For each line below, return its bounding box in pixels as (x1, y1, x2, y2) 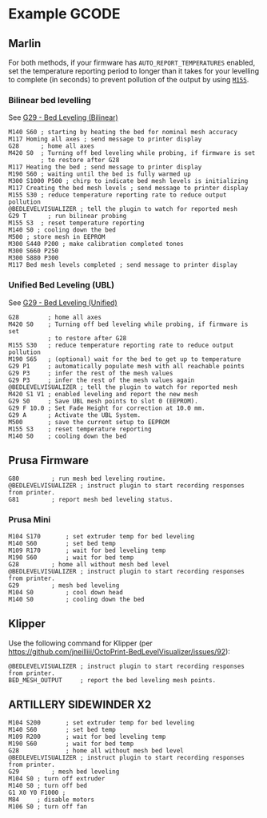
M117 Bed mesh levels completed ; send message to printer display (8, 261, 238, 269)
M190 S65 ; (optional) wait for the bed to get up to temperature (8, 355, 241, 363)
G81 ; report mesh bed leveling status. (8, 496, 173, 504)
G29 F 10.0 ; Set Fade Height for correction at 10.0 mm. (8, 404, 205, 412)
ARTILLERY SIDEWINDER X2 (8, 697, 152, 711)
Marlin (8, 37, 42, 50)
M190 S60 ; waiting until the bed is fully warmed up (8, 170, 192, 178)
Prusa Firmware (8, 453, 90, 467)
